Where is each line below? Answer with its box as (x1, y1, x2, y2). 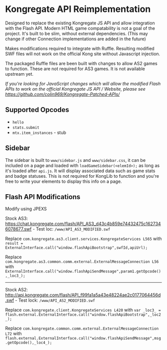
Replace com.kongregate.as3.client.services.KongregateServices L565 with (5, 235, 162, 242)
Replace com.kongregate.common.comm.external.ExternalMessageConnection (5, 325, 159, 332)
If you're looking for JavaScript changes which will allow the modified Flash (5, 81, 161, 87)
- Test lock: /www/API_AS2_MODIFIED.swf (15, 297, 95, 303)
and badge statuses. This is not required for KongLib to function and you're (5, 173, 159, 179)
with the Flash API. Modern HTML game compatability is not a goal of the (5, 25, 155, 31)
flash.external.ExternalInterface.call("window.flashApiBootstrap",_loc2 (5, 312, 162, 317)
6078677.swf (5, 226, 32, 232)
